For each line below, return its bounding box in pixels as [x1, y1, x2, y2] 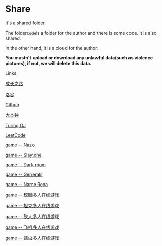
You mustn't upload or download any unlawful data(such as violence [5, 54, 153, 61]
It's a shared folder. [5, 20, 46, 26]
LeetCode [5, 132, 26, 138]
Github [5, 101, 19, 107]
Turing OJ [5, 122, 26, 128]
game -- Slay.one [5, 151, 42, 158]
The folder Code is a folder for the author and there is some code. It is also [5, 29, 157, 36]
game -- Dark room [5, 161, 46, 168]
